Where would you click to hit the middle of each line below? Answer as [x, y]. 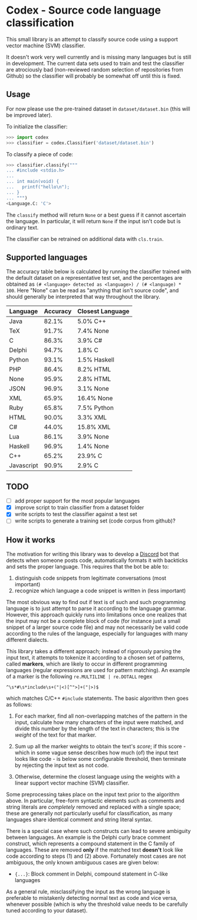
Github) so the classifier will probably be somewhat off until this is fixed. [94, 76]
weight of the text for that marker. [55, 735]
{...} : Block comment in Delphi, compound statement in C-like [91, 874]
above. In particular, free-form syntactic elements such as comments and [95, 801]
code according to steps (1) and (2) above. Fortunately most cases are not [96, 856]
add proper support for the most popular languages [77, 501]
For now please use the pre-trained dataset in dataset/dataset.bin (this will [98, 109]
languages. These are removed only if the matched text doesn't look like [95, 850]
